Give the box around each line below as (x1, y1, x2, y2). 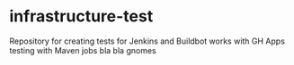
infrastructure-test (9, 6, 154, 27)
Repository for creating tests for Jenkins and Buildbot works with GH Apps (9, 36, 286, 46)
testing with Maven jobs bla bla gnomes (9, 45, 156, 55)
